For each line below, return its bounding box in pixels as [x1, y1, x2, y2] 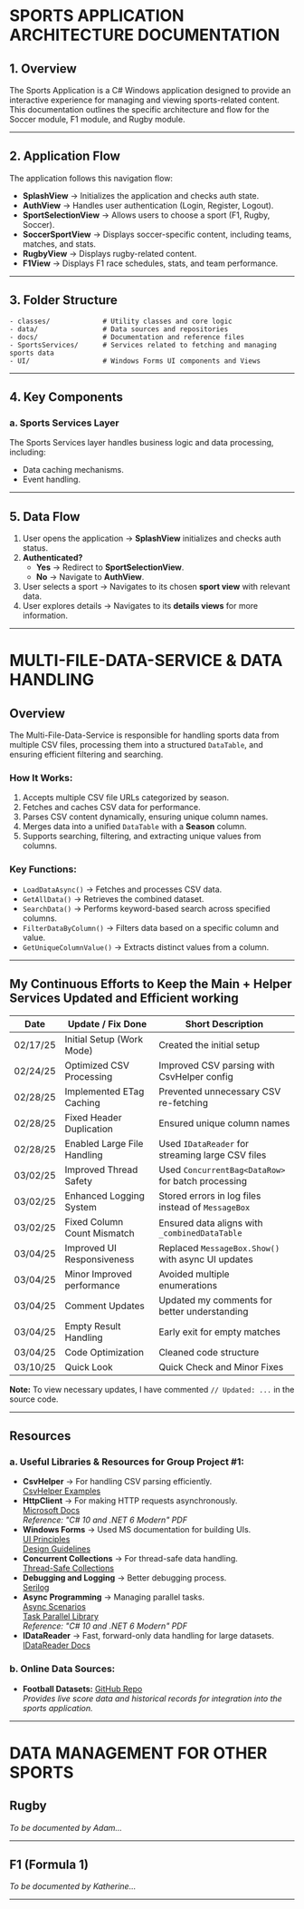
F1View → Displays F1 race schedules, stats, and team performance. [22, 258, 279, 269]
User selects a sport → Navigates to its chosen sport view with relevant [22, 582, 291, 592]
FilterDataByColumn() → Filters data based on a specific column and [22, 922, 279, 933]
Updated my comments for [157, 1294, 273, 1307]
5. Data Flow [9, 509, 81, 524]
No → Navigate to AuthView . [35, 572, 145, 582]
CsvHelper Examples [22, 1485, 101, 1497]
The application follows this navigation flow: [9, 172, 174, 183]
